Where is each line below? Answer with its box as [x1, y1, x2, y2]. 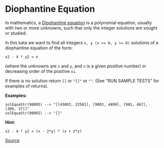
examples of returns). [5, 83, 48, 89]
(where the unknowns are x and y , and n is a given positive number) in [5, 63, 146, 69]
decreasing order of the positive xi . [5, 68, 77, 74]
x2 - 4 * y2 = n [5, 54, 38, 59]
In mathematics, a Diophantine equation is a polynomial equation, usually [5, 20, 152, 26]
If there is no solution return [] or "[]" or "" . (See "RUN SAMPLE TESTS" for [5, 78, 160, 84]
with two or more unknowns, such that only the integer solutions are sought [5, 25, 158, 30]
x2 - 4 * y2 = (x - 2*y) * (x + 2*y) [5, 129, 82, 134]
